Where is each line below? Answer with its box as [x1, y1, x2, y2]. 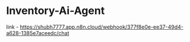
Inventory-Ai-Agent [6, 4, 105, 17]
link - [6, 23, 19, 30]
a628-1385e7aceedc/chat [6, 29, 69, 36]
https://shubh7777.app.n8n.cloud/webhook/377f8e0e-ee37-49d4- [20, 23, 184, 30]
